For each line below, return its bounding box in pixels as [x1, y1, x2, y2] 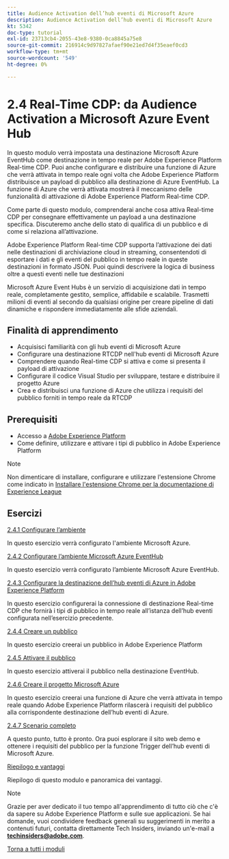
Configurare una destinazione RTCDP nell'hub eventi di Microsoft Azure [16, 350, 219, 359]
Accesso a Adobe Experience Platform [16, 432, 126, 440]
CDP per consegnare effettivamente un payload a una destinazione [7, 213, 196, 221]
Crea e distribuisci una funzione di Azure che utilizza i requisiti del [16, 387, 203, 395]
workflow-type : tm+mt [7, 49, 69, 56]
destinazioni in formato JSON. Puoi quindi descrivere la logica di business [7, 262, 215, 271]
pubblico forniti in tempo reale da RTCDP [16, 394, 133, 402]
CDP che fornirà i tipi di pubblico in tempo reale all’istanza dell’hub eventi [7, 607, 213, 614]
